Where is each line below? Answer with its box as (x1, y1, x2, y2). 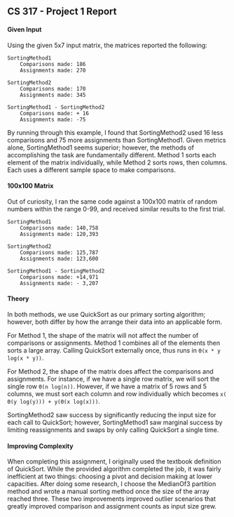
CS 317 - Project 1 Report (7, 6, 117, 18)
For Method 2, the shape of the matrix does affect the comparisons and (7, 367, 214, 375)
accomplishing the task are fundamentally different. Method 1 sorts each (7, 150, 216, 159)
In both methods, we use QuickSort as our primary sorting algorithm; (7, 310, 206, 318)
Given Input (7, 25, 42, 34)
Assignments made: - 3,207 (20, 280, 99, 287)
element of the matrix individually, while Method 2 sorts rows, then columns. (7, 158, 228, 166)
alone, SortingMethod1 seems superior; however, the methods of (7, 143, 195, 152)
